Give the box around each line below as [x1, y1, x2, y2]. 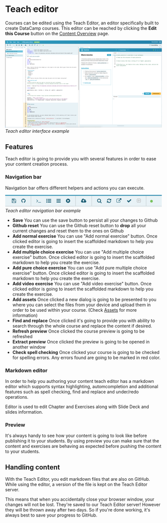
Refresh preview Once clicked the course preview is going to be [12, 328, 145, 334]
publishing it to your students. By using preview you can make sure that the [5, 438, 160, 444]
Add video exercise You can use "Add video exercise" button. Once [12, 280, 152, 286]
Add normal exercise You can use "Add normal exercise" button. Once [12, 233, 158, 239]
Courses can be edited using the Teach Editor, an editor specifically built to [5, 20, 159, 26]
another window [12, 344, 46, 350]
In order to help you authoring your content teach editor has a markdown [5, 378, 154, 384]
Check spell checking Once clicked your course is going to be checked [12, 349, 160, 355]
